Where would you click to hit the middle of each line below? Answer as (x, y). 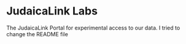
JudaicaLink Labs (52, 11)
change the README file (37, 34)
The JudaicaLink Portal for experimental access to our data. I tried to (93, 28)
